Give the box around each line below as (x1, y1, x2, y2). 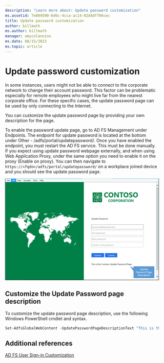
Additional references (5, 339, 73, 347)
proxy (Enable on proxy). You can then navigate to (5, 158, 106, 164)
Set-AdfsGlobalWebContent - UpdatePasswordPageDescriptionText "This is (5, 326, 154, 331)
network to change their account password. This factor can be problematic (5, 87, 156, 93)
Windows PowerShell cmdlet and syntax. (5, 315, 87, 321)
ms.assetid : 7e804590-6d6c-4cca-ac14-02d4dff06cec (5, 13, 110, 18)
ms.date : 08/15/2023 (5, 39, 47, 44)
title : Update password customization (5, 18, 84, 23)
